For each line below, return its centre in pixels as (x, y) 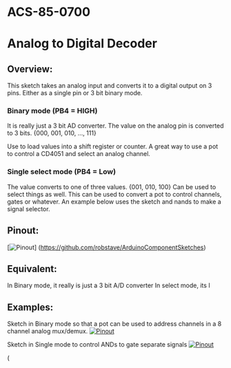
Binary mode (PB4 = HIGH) (52, 111)
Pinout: (23, 231)
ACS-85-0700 (49, 12)
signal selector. (29, 209)
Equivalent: (32, 269)
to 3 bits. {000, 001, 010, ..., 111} (52, 133)
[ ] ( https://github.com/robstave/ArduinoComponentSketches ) (107, 247)
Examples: (30, 307)
